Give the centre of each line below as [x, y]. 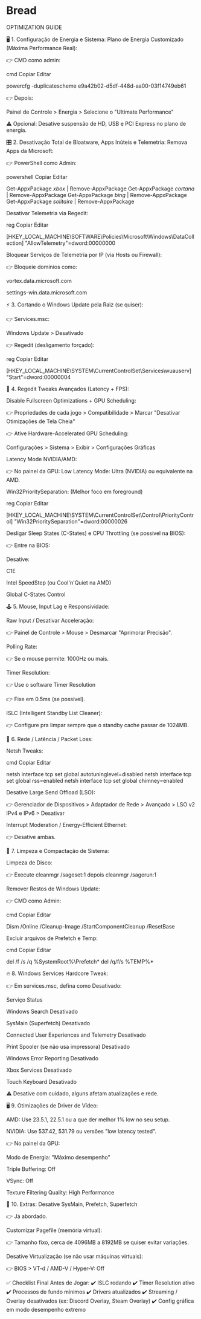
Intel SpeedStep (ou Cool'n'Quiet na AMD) [59, 582]
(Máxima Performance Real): [42, 48]
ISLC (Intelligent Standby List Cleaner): [54, 713]
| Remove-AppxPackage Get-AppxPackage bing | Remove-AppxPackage [97, 195]
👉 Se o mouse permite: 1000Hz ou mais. [58, 658]
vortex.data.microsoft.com [39, 280]
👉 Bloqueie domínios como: [42, 267]
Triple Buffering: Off [31, 1169]
